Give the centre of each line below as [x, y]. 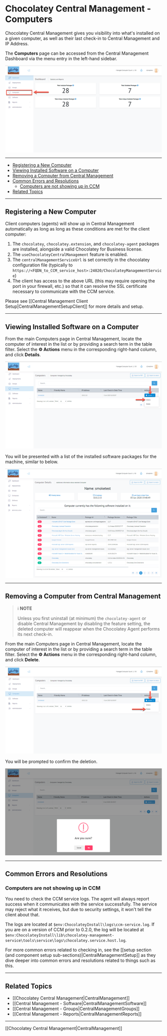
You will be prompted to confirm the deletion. [51, 762]
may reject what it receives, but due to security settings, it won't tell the [78, 909]
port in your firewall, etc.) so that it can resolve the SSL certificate [80, 286]
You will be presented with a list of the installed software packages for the [81, 456]
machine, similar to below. [32, 462]
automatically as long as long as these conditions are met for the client [78, 229]
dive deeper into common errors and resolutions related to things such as [80, 961]
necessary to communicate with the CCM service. [64, 291]
